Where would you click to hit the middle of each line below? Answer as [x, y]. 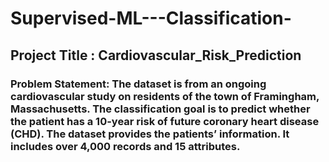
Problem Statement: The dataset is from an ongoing [138, 84]
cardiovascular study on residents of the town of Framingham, [165, 96]
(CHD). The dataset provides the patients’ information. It [150, 134]
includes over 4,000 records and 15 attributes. [125, 146]
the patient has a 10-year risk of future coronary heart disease [165, 121]
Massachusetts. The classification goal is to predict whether [160, 109]
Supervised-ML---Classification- [151, 18]
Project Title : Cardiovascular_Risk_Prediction [156, 55]
